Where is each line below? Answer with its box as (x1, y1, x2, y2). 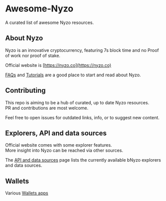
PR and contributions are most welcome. (5, 105, 89, 111)
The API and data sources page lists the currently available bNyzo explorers (5, 157, 161, 163)
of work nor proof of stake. (5, 52, 61, 58)
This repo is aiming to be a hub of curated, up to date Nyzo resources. (5, 99, 150, 105)
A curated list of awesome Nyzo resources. (5, 19, 94, 25)
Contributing (5, 86, 46, 95)
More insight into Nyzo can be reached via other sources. (5, 148, 124, 154)
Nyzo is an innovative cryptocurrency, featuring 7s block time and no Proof (5, 47, 160, 53)
